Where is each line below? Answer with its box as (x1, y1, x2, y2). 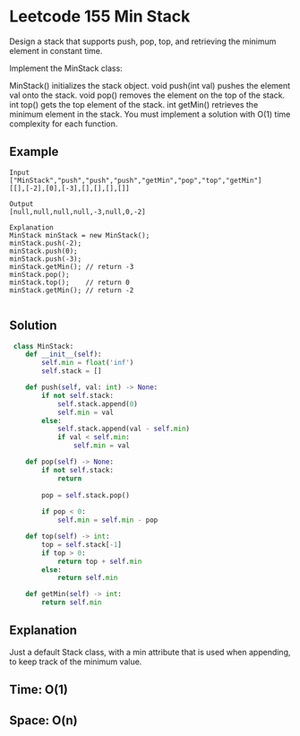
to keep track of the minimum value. (9, 656, 142, 667)
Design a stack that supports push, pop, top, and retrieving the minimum (9, 36, 277, 47)
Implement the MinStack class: (9, 63, 123, 74)
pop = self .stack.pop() (41, 490, 130, 499)
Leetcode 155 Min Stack (9, 6, 191, 27)
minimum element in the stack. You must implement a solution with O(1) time (9, 108, 291, 119)
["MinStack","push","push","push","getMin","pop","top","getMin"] (9, 176, 262, 185)
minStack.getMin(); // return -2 (9, 285, 134, 295)
